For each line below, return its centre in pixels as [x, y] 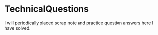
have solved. [18, 28]
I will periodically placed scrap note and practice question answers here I [79, 23]
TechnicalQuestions [47, 9]
